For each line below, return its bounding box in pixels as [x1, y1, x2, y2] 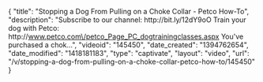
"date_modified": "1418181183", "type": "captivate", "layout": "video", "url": [8, 49, 250, 58]
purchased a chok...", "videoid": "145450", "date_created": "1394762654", [8, 40, 249, 50]
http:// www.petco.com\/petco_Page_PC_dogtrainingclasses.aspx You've [8, 32, 244, 41]
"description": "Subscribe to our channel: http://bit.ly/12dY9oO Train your [8, 15, 246, 24]
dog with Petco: [8, 24, 60, 32]
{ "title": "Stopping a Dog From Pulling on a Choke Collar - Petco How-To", [8, 7, 250, 16]
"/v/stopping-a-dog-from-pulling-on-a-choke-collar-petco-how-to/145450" [8, 57, 255, 66]
